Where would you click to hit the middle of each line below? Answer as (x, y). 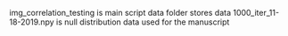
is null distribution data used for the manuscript (143, 22)
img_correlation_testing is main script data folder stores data (120, 13)
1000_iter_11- (256, 13)
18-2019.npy (32, 22)
